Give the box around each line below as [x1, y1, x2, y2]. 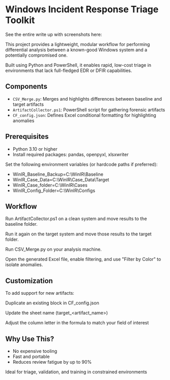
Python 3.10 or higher [12, 146, 58, 152]
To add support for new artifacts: [5, 290, 75, 296]
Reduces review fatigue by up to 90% [12, 359, 92, 365]
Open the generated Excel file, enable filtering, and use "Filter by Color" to [5, 256, 161, 263]
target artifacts [12, 101, 44, 107]
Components [5, 82, 47, 91]
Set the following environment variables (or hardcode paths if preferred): [5, 161, 158, 167]
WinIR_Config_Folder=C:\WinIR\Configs [12, 187, 96, 194]
